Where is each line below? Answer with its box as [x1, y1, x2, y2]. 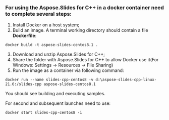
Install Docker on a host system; [12, 22, 80, 28]
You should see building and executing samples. [5, 91, 106, 97]
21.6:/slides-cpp [5, 82, 42, 87]
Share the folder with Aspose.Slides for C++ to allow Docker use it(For [12, 57, 159, 63]
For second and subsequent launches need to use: [5, 100, 111, 106]
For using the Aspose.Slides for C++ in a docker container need [5, 4, 164, 11]
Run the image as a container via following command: [12, 67, 125, 73]
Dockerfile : [12, 32, 37, 39]
